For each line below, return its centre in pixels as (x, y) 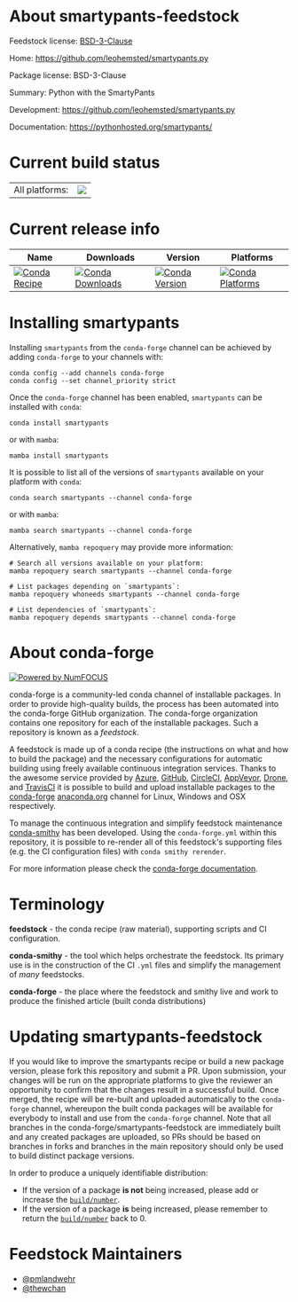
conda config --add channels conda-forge (87, 373)
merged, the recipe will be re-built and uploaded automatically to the (134, 1099)
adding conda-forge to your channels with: (86, 357)
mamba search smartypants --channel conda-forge (101, 530)
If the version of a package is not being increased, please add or (140, 1189)
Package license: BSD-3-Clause (68, 75)
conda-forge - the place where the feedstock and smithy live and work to (144, 992)
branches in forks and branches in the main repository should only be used (146, 1146)
